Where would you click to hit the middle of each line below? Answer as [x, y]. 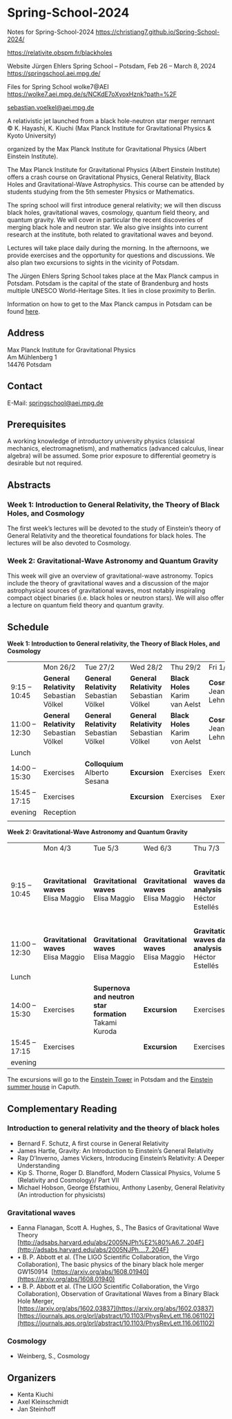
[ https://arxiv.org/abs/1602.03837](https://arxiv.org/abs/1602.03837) [115, 1308]
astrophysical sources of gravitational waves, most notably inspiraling [106, 591]
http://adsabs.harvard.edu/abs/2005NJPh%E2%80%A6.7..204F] [112, 1243]
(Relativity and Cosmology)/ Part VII [68, 1180]
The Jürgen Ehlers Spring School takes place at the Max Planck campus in [113, 276]
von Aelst [186, 742]
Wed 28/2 [147, 667]
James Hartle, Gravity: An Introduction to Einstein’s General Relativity [115, 1150]
